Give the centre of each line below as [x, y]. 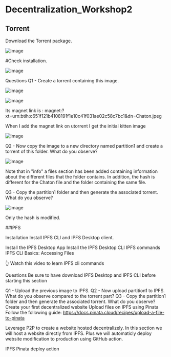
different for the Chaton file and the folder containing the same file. [76, 182]
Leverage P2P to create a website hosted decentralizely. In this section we [84, 328]
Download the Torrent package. [39, 41]
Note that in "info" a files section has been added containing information [81, 171]
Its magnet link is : [24, 111]
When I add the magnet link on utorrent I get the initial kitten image [76, 126]
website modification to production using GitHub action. [64, 339]
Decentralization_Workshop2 [69, 10]
